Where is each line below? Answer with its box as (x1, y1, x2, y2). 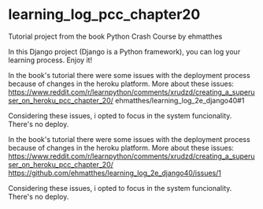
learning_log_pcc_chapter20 (8, 6, 201, 24)
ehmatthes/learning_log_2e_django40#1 (115, 95, 245, 105)
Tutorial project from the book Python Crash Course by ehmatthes (8, 32, 223, 41)
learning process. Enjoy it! (8, 55, 93, 65)
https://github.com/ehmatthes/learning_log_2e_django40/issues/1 (8, 168, 222, 177)
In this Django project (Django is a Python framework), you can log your (8, 47, 241, 56)
